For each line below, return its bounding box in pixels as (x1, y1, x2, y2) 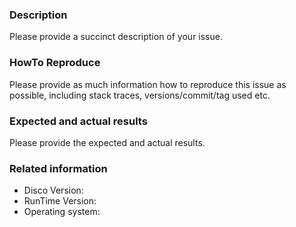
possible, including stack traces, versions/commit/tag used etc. (9, 89, 271, 101)
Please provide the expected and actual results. (9, 136, 206, 148)
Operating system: (23, 206, 101, 218)
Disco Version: (23, 184, 84, 197)
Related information (9, 161, 108, 175)
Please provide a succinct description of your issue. (9, 31, 223, 43)
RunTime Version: (23, 195, 97, 207)
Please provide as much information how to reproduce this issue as (9, 78, 287, 90)
